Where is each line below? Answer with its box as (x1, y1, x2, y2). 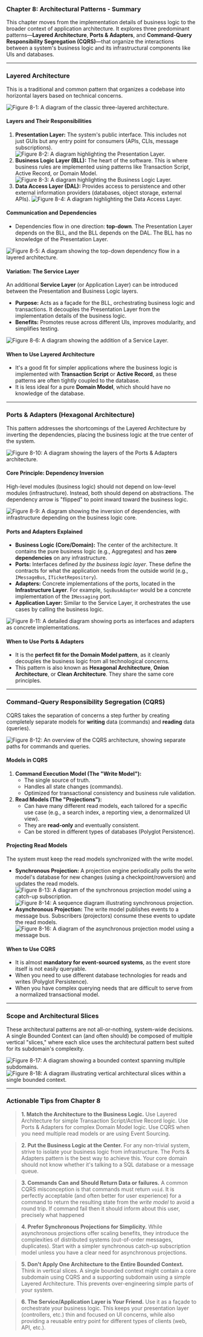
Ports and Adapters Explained (6, 528, 83, 535)
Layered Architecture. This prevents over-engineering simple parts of (21, 1279, 194, 1287)
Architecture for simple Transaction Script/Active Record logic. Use (21, 1117, 188, 1124)
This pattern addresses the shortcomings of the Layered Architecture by (6, 424, 186, 432)
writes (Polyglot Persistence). (14, 978, 89, 985)
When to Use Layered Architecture (6, 350, 95, 358)
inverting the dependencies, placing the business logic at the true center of (6, 431, 193, 438)
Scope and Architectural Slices (6, 1012, 99, 1020)
